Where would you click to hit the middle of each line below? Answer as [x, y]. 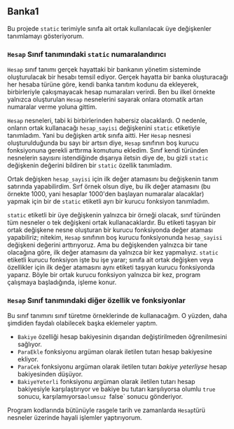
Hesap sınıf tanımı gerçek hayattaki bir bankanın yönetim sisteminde [104, 70]
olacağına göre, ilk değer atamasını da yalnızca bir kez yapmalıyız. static [113, 252]
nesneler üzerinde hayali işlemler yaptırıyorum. [75, 418]
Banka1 [23, 12]
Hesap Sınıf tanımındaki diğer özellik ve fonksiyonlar [96, 300]
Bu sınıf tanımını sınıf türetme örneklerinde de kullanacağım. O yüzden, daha [117, 316]
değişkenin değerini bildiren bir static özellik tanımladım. [90, 165]
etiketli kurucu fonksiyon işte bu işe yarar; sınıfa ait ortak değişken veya [110, 260]
